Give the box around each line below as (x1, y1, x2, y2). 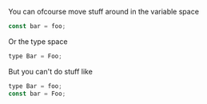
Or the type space (8, 36, 68, 46)
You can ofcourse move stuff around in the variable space (8, 7, 200, 16)
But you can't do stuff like (8, 66, 94, 76)
